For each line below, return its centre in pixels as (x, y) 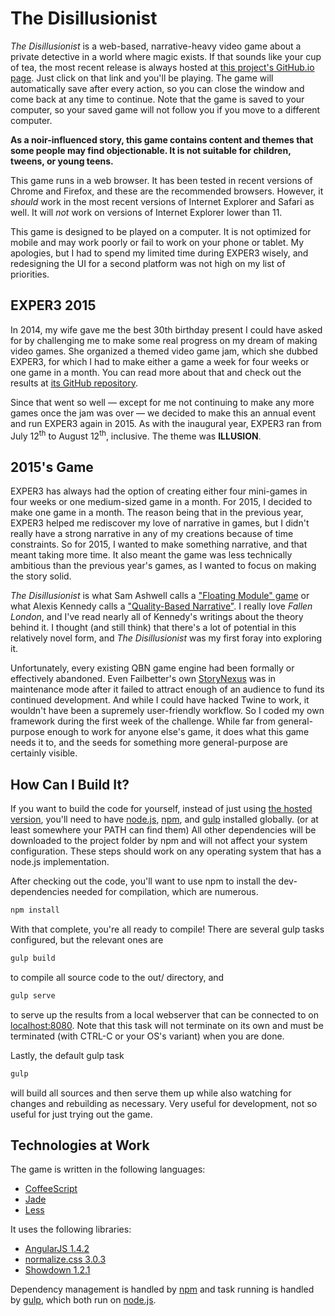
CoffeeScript (51, 1189)
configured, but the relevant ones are (87, 939)
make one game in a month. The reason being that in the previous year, (157, 513)
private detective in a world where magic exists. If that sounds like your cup (166, 56)
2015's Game (52, 467)
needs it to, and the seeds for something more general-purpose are (149, 743)
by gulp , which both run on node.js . (83, 1300)
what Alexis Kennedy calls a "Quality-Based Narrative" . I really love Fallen (161, 606)
